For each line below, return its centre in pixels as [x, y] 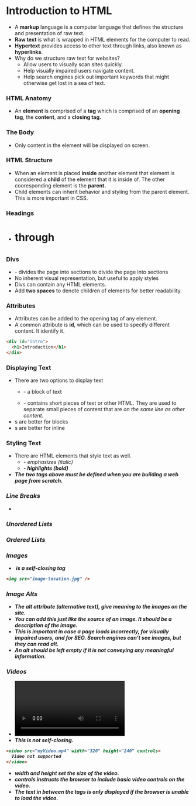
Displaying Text [29, 367]
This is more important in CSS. [51, 198]
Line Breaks [23, 496]
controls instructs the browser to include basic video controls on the [99, 779]
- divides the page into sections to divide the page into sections [91, 272]
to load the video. [36, 798]
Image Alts [22, 594]
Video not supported [36, 757]
